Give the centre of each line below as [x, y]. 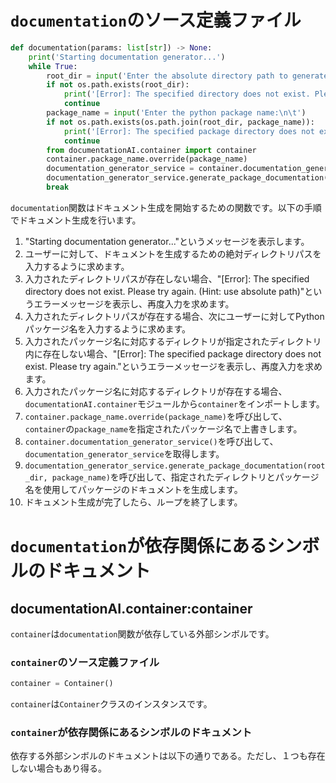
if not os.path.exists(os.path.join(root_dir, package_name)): [180, 122]
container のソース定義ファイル [85, 662]
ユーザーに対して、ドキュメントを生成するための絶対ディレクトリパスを [173, 253]
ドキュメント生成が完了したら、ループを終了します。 [133, 502]
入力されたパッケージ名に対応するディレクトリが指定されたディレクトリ [173, 341]
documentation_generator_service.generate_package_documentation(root [175, 466]
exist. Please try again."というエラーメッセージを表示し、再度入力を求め [173, 366]
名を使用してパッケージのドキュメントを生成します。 [133, 489]
